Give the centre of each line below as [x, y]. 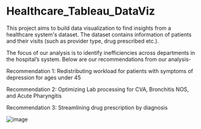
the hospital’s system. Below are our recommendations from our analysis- [99, 59]
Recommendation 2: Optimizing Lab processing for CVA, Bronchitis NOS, [98, 89]
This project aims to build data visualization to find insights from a [89, 28]
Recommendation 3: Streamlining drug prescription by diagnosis [87, 107]
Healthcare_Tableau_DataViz [81, 11]
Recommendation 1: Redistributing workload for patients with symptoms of [100, 71]
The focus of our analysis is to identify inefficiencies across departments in [101, 52]
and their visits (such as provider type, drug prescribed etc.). [83, 41]
